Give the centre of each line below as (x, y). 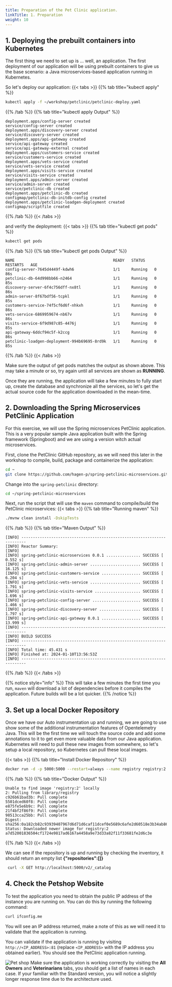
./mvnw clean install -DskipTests (42, 518)
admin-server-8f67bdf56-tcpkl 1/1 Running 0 (81, 296)
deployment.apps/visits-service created (49, 171)
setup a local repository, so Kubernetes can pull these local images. (77, 750)
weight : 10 (17, 20)
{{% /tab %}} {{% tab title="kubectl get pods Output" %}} (66, 251)
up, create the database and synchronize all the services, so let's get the (82, 386)
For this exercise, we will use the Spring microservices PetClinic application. (85, 428)
